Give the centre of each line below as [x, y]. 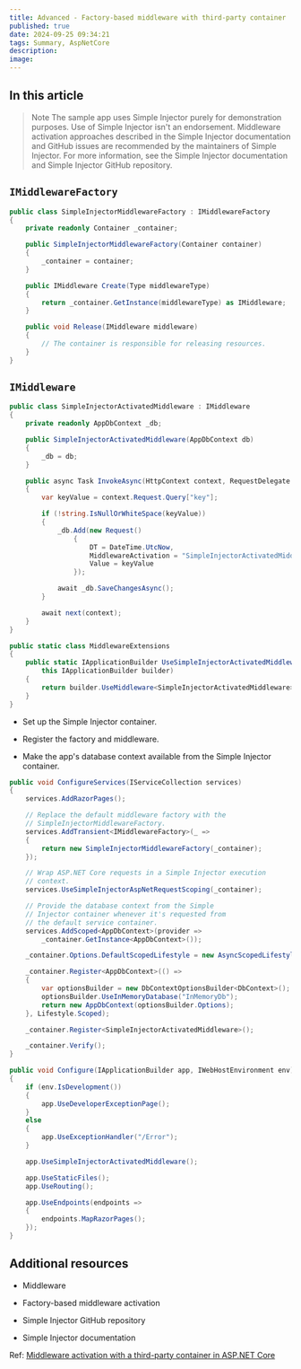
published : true [39, 26]
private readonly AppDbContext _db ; [94, 424]
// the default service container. [92, 922]
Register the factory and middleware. [90, 739]
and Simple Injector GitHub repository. [102, 165]
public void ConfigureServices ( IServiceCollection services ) [126, 782]
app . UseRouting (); [60, 1186]
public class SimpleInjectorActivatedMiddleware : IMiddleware [130, 407]
